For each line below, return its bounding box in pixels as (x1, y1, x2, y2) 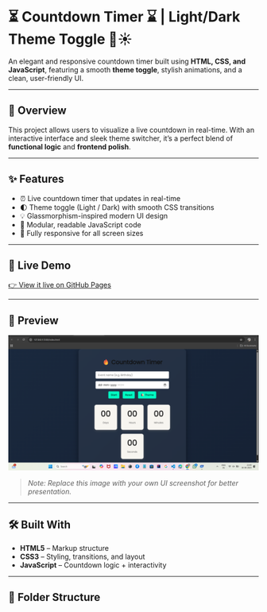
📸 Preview (8, 313, 59, 327)
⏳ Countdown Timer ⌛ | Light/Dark (8, 8, 241, 26)
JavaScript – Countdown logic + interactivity (19, 560, 167, 570)
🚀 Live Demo (8, 258, 72, 272)
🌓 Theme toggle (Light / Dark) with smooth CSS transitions (19, 202, 215, 212)
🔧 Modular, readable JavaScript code (19, 219, 141, 229)
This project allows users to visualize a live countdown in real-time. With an (8, 125, 255, 134)
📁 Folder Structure (8, 591, 101, 604)
